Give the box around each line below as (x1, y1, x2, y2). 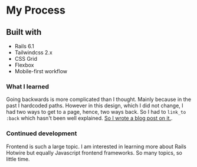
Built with (6, 27, 42, 37)
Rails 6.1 (14, 42, 34, 50)
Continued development (6, 129, 77, 137)
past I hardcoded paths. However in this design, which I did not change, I (6, 102, 184, 109)
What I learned (6, 82, 49, 90)
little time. (6, 155, 30, 162)
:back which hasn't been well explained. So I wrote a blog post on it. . (6, 114, 173, 122)
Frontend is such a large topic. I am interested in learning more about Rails (6, 143, 187, 150)
